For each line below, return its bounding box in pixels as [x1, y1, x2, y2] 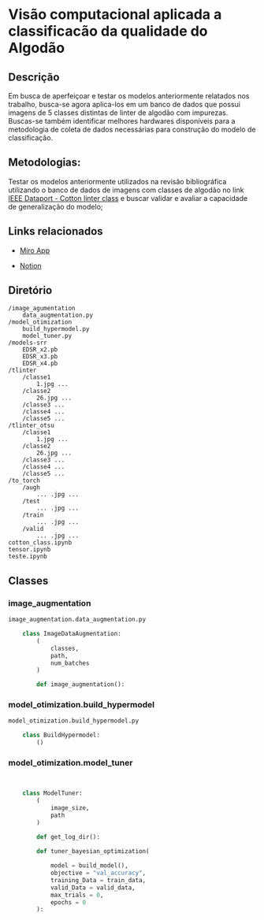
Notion [19, 261, 42, 270]
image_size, [50, 803, 90, 812]
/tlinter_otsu [8, 421, 55, 430]
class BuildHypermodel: [22, 731, 101, 740]
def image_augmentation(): [36, 681, 125, 688]
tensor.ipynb [8, 546, 51, 554]
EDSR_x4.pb [22, 360, 58, 368]
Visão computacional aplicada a [8, 6, 222, 24]
